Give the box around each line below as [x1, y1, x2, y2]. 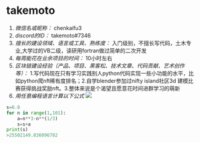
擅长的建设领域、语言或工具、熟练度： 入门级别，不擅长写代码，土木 [15, 39, 186, 46]
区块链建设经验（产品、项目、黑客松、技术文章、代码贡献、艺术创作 [15, 62, 185, 69]
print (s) [6, 127, 28, 133]
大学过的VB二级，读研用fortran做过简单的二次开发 [22, 46, 147, 54]
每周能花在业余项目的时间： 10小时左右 [15, 54, 113, 62]
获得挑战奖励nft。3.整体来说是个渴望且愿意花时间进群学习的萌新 [20, 84, 180, 92]
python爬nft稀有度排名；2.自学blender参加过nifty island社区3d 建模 [20, 77, 189, 84]
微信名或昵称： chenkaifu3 [15, 24, 82, 31]
